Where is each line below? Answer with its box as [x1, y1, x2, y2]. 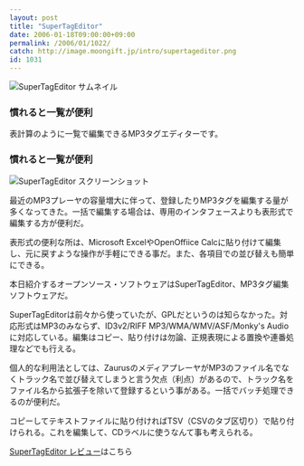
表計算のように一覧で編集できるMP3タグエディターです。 [9, 128, 223, 139]
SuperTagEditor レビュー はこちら [9, 445, 133, 457]
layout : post [9, 13, 59, 23]
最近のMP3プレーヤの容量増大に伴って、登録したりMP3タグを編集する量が [9, 195, 290, 205]
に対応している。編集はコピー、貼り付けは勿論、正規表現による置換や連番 [9, 331, 287, 342]
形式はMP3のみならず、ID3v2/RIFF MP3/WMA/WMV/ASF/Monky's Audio [16, 320, 290, 331]
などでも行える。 [16, 343, 81, 354]
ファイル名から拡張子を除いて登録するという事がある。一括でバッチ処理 [9, 385, 279, 395]
